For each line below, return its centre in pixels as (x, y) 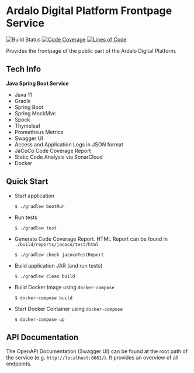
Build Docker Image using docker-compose (65, 287)
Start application (34, 196)
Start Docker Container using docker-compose (69, 309)
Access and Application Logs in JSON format (69, 144)
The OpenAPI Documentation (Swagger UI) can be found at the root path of (97, 351)
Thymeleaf (27, 126)
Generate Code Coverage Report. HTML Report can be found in (91, 239)
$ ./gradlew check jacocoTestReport (59, 255)
